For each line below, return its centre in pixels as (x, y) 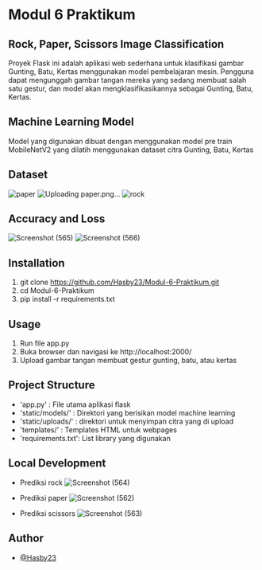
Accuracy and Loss (57, 219)
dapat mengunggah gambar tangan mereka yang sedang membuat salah (127, 80)
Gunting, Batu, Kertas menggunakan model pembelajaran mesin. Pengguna (131, 72)
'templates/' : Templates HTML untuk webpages (98, 429)
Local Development (57, 463)
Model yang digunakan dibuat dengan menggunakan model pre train (120, 141)
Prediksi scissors (47, 513)
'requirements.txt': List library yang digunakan (95, 438)
